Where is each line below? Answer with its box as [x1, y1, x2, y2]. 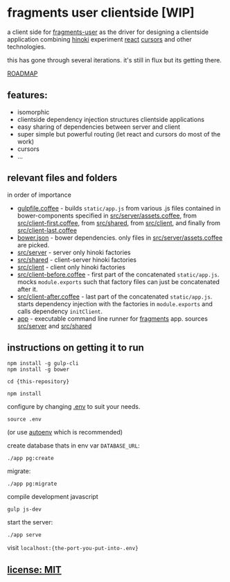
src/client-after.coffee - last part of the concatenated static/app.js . [17, 292, 213, 301]
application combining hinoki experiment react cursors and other [7, 35, 193, 43]
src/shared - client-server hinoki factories [17, 255, 137, 264]
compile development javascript [7, 493, 98, 501]
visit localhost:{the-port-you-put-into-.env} [7, 544, 139, 552]
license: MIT [7, 563, 62, 576]
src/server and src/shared [17, 321, 92, 330]
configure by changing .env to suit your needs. [7, 403, 141, 411]
